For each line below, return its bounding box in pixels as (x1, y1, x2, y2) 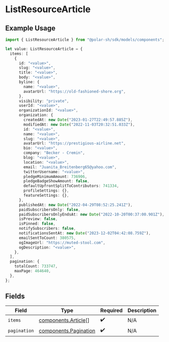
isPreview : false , (18, 216, 58, 222)
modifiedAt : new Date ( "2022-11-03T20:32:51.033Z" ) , (23, 122, 136, 127)
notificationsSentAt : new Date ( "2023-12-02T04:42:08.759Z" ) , (18, 231, 151, 236)
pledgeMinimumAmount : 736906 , (23, 174, 87, 179)
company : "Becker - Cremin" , (23, 150, 85, 156)
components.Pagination (39, 327, 95, 334)
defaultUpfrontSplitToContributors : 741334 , (23, 183, 119, 189)
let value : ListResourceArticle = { (5, 46, 83, 51)
